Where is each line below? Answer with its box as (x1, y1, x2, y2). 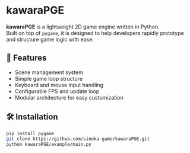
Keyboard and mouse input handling (14, 81, 104, 88)
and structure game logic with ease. (6, 36, 94, 43)
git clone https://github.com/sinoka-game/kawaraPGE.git (6, 136, 150, 142)
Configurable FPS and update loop (14, 87, 100, 95)
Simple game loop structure (14, 75, 83, 82)
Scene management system (14, 69, 84, 76)
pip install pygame (6, 130, 55, 136)
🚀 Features (6, 53, 47, 63)
